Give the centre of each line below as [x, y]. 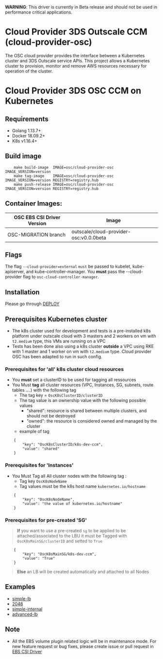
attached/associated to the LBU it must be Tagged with [72, 536]
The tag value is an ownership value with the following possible [83, 400]
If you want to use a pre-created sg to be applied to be [71, 530]
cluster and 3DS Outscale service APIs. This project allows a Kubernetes [77, 61]
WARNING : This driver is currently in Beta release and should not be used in [81, 7]
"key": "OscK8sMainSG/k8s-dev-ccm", [59, 554]
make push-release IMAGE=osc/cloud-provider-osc [64, 184]
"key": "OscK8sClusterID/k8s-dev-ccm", [63, 445]
